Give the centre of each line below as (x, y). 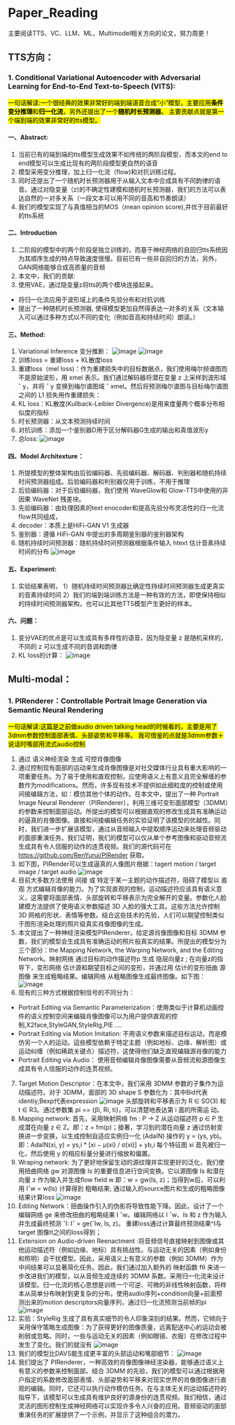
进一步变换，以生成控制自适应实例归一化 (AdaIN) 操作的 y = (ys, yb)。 (125, 1136)
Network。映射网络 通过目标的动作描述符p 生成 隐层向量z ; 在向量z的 (117, 959)
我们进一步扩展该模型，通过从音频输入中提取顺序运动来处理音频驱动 (128, 829)
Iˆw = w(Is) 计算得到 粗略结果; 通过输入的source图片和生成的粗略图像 (126, 1188)
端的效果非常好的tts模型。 (64, 120)
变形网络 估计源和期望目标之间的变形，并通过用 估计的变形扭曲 (127, 967)
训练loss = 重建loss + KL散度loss (65, 360)
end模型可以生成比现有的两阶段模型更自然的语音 (88, 163)
